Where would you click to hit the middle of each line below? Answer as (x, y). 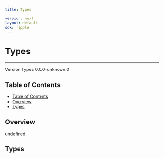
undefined (15, 134)
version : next (20, 18)
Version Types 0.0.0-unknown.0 (37, 70)
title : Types (18, 9)
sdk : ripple (17, 27)
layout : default (21, 23)
